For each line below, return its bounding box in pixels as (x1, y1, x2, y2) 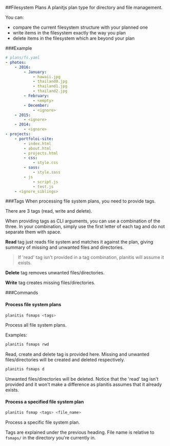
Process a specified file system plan (5, 398, 84, 405)
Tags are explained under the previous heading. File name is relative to (5, 429, 155, 436)
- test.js (32, 184, 54, 189)
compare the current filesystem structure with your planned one (12, 24, 148, 30)
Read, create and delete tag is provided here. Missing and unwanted (5, 351, 150, 358)
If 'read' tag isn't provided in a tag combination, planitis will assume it (17, 254, 164, 261)
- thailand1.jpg (32, 84, 68, 89)
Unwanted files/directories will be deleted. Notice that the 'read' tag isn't (5, 376, 159, 382)
